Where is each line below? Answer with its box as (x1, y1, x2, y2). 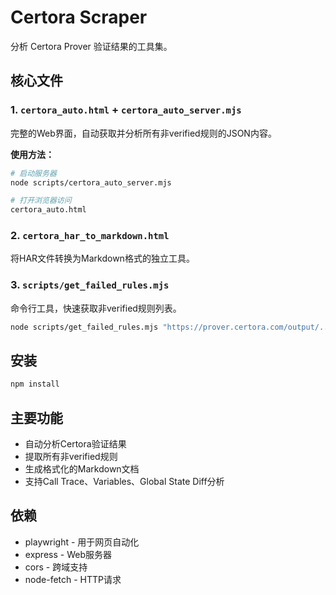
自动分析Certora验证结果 (24, 438, 127, 450)
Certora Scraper (10, 6, 148, 29)
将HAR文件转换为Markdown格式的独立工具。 (10, 252, 195, 265)
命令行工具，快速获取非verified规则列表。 (10, 302, 182, 314)
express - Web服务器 (24, 548, 112, 560)
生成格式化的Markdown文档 (24, 463, 140, 475)
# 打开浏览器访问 (10, 196, 72, 206)
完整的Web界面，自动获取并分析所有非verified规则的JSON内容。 (10, 127, 277, 139)
